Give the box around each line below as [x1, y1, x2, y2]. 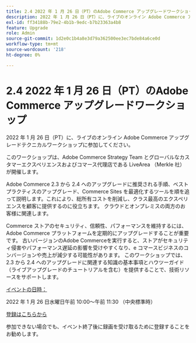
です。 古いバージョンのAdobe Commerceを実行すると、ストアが [6, 237, 163, 244]
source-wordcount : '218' [6, 47, 66, 53]
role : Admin [6, 30, 35, 36]
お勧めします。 [6, 330, 42, 337]
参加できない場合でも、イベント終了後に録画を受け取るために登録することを [6, 323, 190, 330]
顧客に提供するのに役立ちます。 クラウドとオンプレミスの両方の [26, 202, 181, 209]
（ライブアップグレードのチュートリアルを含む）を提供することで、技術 [6, 266, 180, 273]
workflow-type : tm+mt [6, 41, 59, 47]
